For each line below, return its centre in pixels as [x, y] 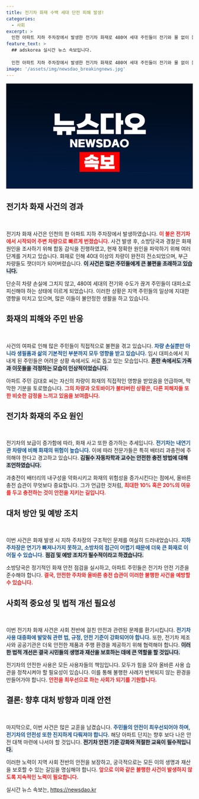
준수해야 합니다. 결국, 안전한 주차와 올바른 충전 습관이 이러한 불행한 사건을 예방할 [98, 575]
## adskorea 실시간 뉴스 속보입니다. [52, 50]
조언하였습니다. [24, 465]
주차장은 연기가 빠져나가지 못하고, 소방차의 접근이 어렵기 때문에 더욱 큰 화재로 [94, 548]
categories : [21, 19]
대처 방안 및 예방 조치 [42, 513]
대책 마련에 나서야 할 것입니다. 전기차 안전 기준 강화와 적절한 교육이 [89, 742]
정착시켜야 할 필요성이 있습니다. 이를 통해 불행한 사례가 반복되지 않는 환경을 [104, 672]
